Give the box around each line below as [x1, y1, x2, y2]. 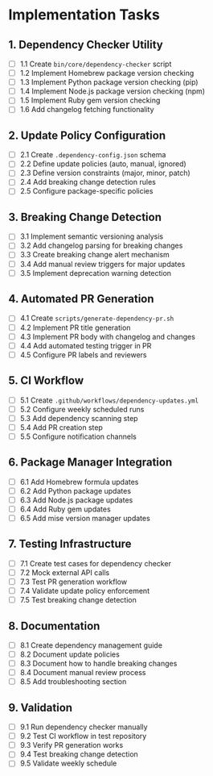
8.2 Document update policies [19, 649, 121, 659]
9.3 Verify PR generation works [19, 741, 124, 750]
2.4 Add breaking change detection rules [19, 177, 157, 187]
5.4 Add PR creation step [19, 422, 103, 432]
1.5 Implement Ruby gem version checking [19, 95, 161, 106]
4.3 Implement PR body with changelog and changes [19, 332, 195, 341]
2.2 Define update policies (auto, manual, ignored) [19, 159, 186, 169]
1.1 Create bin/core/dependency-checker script [19, 59, 172, 69]
